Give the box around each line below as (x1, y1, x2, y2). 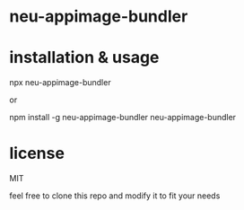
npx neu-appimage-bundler (9, 77, 111, 88)
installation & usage (9, 48, 160, 68)
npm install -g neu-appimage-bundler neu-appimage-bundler (9, 112, 236, 123)
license (9, 144, 65, 163)
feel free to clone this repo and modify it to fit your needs (9, 190, 221, 201)
